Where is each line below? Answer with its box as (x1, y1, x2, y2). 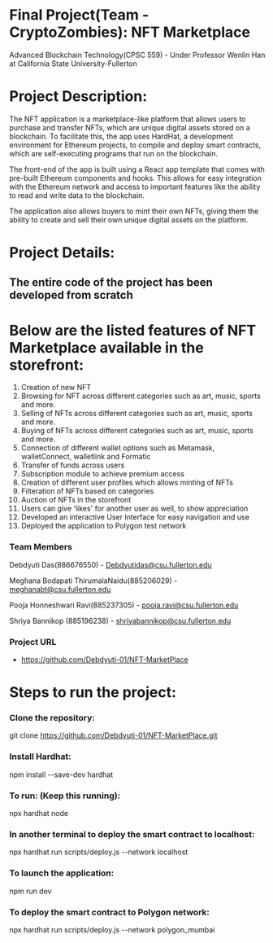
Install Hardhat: (9, 751, 71, 762)
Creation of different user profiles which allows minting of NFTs (20, 478, 234, 488)
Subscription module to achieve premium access (20, 469, 185, 479)
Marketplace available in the (9, 338, 204, 357)
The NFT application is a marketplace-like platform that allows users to (9, 114, 246, 124)
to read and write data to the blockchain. (9, 190, 145, 200)
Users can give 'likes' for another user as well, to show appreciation (20, 503, 249, 514)
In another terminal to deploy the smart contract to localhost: (9, 828, 255, 840)
